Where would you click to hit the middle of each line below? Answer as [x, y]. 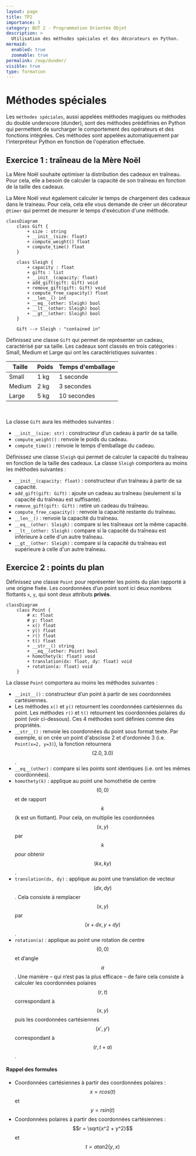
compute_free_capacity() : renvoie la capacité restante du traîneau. [95, 512]
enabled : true [28, 50]
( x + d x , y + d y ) [103, 924]
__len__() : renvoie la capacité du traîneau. [66, 518]
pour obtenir [30, 854]
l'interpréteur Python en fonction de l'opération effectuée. [75, 142]
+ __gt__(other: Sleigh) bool [64, 314]
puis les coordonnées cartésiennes [57, 1019]
